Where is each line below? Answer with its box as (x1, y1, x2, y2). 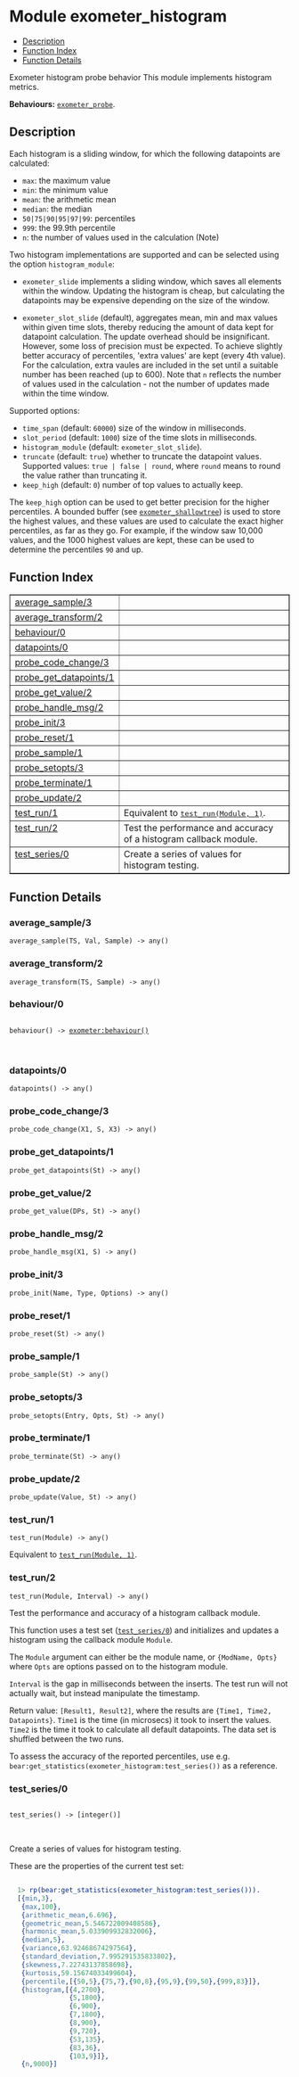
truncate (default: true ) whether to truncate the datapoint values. (21, 450, 263, 461)
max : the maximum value (21, 175, 111, 185)
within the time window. (21, 388, 109, 399)
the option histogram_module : (9, 259, 116, 269)
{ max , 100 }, (20, 1902, 62, 1911)
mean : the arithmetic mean (21, 194, 117, 204)
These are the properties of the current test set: (9, 1861, 184, 1871)
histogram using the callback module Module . (9, 1634, 174, 1644)
